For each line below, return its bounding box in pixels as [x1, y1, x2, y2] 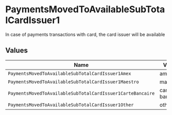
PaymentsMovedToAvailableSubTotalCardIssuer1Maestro [8, 79, 139, 85]
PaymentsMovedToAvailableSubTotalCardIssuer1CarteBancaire [8, 90, 155, 96]
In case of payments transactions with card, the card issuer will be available [5, 31, 165, 37]
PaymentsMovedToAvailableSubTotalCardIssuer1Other [8, 102, 134, 108]
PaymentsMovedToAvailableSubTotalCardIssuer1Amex [8, 71, 132, 76]
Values [5, 46, 28, 55]
